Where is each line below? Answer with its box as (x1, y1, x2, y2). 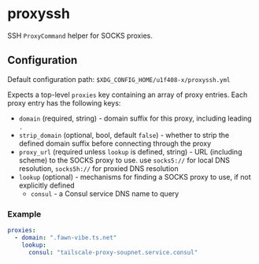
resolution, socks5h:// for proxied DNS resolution (18, 163, 179, 173)
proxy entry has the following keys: (7, 98, 121, 107)
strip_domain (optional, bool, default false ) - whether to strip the (18, 130, 230, 139)
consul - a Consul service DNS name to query (30, 188, 179, 198)
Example (7, 208, 42, 219)
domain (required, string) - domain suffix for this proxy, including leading (18, 113, 253, 123)
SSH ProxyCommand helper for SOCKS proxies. (7, 31, 153, 40)
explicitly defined (18, 180, 76, 190)
